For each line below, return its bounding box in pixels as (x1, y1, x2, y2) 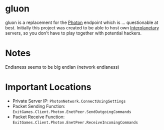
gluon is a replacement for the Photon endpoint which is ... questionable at (5, 19, 158, 25)
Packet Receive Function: (12, 114, 65, 120)
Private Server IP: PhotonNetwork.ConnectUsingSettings (12, 98, 126, 104)
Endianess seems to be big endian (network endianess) (5, 64, 119, 70)
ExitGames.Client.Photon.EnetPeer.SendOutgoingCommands (12, 109, 131, 115)
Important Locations (5, 82, 91, 93)
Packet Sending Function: (12, 103, 65, 109)
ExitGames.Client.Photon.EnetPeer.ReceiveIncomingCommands (12, 120, 138, 125)
